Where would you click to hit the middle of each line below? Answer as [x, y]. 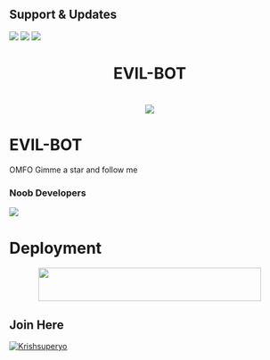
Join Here [37, 325]
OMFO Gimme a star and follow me [74, 170]
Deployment [56, 248]
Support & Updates [63, 15]
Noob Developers [48, 193]
